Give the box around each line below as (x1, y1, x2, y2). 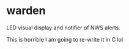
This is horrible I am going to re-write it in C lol (6, 36, 123, 43)
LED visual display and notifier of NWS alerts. (6, 24, 121, 31)
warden (6, 4, 46, 18)
